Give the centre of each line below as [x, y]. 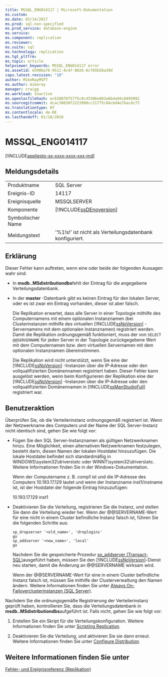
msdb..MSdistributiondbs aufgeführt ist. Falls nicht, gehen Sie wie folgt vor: [84, 611]
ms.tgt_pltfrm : [21, 56]
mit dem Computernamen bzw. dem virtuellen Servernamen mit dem [83, 345]
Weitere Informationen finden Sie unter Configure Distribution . [76, 641]
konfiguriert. [69, 238]
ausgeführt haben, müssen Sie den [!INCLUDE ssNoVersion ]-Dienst [92, 560]
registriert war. [27, 392]
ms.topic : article [24, 61]
